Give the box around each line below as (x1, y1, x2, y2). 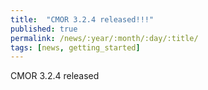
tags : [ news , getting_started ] (10, 42, 141, 53)
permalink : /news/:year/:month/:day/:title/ (10, 33, 199, 43)
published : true (10, 24, 78, 34)
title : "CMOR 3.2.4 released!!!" (10, 14, 155, 25)
